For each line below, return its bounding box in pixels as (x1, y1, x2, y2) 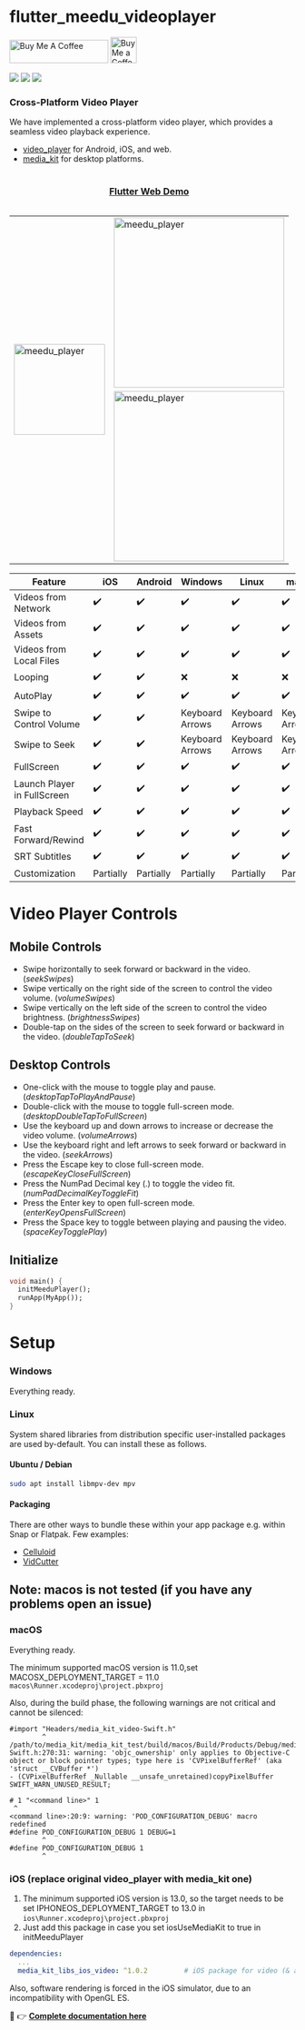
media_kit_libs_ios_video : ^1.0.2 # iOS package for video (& (17, 1966, 290, 1976)
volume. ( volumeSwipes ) (22, 992, 115, 1003)
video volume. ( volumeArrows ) (22, 1129, 138, 1140)
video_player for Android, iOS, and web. (22, 143, 172, 155)
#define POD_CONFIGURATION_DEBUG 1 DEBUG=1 (9, 1828, 177, 1837)
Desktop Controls (9, 1058, 111, 1073)
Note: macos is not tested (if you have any (9, 1582, 252, 1598)
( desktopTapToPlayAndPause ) (22, 1091, 136, 1102)
